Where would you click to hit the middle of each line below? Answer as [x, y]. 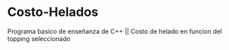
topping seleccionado [39, 38]
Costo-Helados [53, 12]
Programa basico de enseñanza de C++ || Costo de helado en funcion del [115, 31]
